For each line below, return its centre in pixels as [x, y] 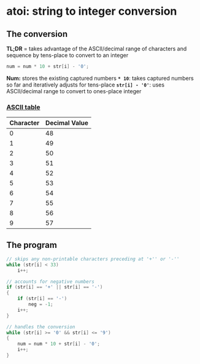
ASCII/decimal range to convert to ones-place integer [74, 91]
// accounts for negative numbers [51, 281]
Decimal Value [67, 123]
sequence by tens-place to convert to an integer [67, 55]
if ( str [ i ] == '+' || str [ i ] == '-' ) [55, 287]
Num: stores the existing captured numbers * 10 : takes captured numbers [100, 78]
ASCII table [23, 107]
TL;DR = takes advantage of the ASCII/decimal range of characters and [97, 48]
